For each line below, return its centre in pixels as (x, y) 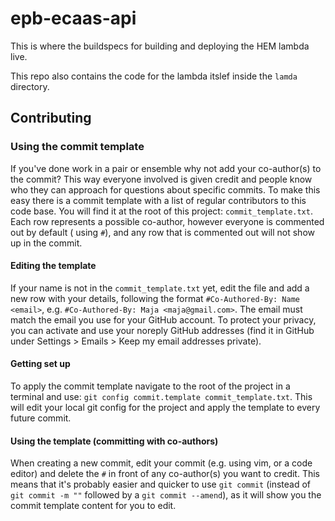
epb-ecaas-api (73, 18)
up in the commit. (46, 243)
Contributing (51, 118)
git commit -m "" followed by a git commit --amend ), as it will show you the (166, 495)
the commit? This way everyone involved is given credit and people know (161, 179)
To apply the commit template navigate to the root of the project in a (150, 386)
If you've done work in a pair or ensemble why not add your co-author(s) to (166, 168)
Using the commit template (77, 147)
